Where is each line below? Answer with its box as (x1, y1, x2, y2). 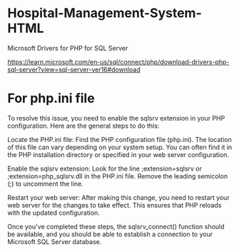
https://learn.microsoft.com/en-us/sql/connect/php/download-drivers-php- (7, 57, 230, 66)
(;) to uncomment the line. (7, 179, 83, 188)
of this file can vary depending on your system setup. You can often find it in (7, 143, 233, 151)
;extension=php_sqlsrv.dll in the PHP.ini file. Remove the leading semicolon (7, 171, 228, 180)
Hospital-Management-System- (7, 5, 202, 21)
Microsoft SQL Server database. (7, 237, 102, 246)
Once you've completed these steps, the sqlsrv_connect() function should (7, 222, 225, 231)
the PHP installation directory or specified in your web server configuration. (7, 150, 230, 158)
